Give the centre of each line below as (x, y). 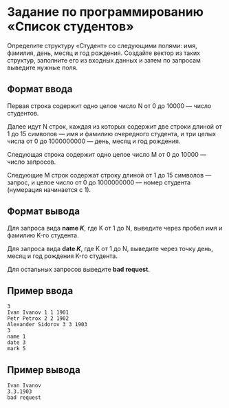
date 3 (17, 343)
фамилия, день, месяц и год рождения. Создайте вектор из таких (104, 53)
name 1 (17, 337)
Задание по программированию (106, 12)
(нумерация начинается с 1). (49, 189)
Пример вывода (44, 370)
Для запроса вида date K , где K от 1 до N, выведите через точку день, (110, 248)
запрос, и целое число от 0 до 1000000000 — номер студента (99, 182)
